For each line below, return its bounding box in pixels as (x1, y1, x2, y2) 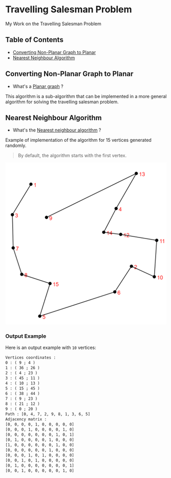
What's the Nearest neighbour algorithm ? (12, 127, 101, 133)
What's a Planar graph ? (12, 83, 63, 89)
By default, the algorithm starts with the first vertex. (17, 153, 127, 159)
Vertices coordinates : (5, 355, 56, 360)
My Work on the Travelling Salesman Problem (5, 21, 101, 27)
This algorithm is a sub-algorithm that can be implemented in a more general (5, 93, 167, 99)
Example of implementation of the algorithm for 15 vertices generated (5, 137, 152, 143)
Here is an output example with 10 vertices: (5, 344, 96, 351)
